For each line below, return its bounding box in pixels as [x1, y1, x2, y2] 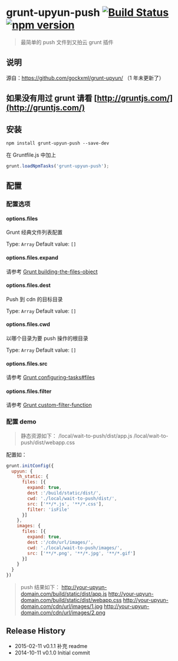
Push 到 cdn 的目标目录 [6, 295, 63, 303]
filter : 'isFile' [27, 507, 70, 513]
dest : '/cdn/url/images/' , [27, 539, 94, 545]
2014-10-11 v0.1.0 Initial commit [14, 649, 90, 656]
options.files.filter [6, 388, 52, 395]
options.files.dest [6, 282, 51, 289]
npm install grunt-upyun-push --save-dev [6, 140, 110, 146]
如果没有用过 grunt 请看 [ [6, 93, 97, 103]
